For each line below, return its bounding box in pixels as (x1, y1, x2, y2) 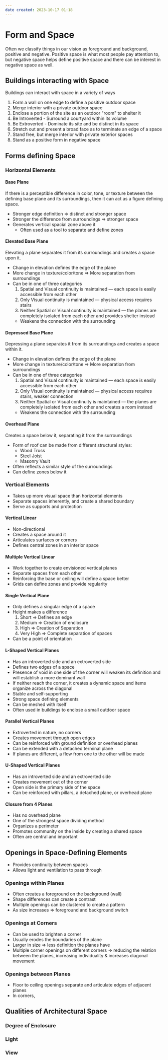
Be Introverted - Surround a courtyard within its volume (12, 115, 127, 121)
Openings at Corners (5, 920, 57, 927)
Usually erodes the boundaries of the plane (12, 936, 102, 942)
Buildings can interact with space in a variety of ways (5, 90, 115, 96)
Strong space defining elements (12, 696, 79, 702)
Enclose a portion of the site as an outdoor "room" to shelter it (12, 110, 141, 116)
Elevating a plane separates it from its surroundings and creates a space (5, 250, 155, 256)
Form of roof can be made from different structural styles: (12, 442, 132, 448)
